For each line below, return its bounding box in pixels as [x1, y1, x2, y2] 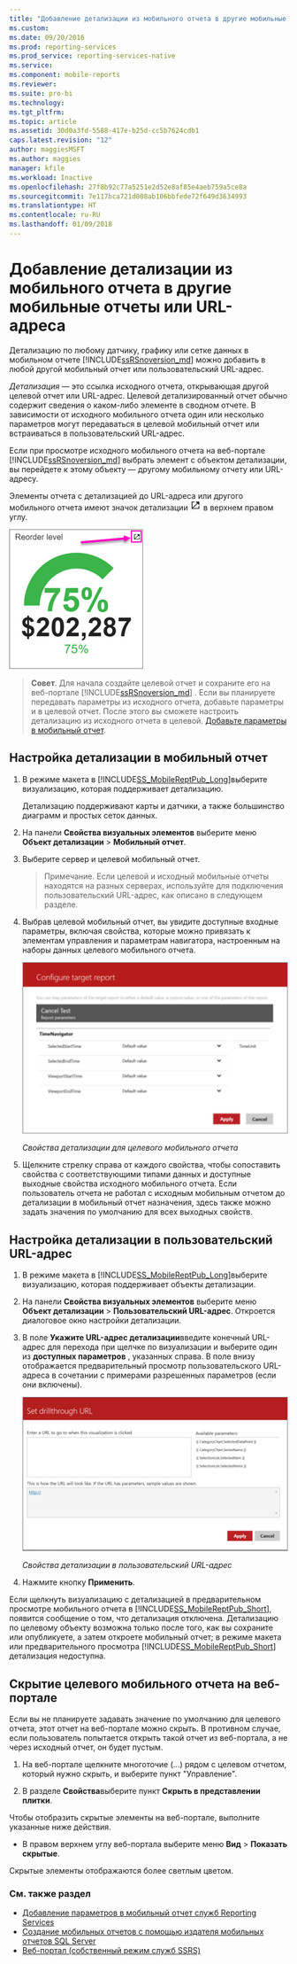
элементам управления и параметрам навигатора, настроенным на [21, 935, 281, 945]
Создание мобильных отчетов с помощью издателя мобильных [21, 1927, 264, 1937]
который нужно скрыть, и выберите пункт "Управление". [21, 1768, 237, 1780]
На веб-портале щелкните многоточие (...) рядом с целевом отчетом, [21, 1759, 287, 1770]
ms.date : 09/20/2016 [9, 33, 86, 42]
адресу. [9, 473, 39, 484]
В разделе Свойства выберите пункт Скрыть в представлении [21, 1786, 261, 1797]
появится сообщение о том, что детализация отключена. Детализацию [9, 1613, 279, 1624]
